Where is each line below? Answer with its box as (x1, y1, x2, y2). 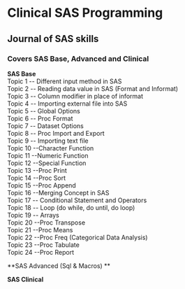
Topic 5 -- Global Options (7, 106, 80, 115)
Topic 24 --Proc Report (7, 248, 75, 256)
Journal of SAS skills (7, 33, 99, 45)
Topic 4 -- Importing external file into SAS (7, 99, 128, 108)
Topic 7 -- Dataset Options (7, 121, 84, 130)
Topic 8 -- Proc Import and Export (7, 129, 105, 137)
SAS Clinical (7, 275, 44, 283)
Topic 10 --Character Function (7, 143, 94, 152)
